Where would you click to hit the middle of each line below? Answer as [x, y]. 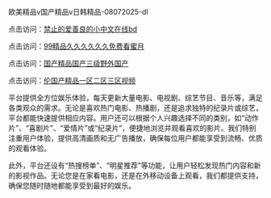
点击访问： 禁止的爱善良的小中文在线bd [73, 29]
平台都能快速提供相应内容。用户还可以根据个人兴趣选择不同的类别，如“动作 [134, 118]
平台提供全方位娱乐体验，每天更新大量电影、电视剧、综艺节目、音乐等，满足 [135, 98]
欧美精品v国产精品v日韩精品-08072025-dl [78, 12]
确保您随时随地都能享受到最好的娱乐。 [72, 185]
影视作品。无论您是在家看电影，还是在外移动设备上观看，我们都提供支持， [139, 175]
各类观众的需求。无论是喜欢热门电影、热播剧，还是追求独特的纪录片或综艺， [135, 108]
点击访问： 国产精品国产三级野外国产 [69, 63]
